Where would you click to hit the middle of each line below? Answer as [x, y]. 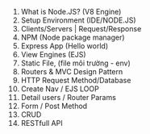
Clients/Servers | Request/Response [81, 29]
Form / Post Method [54, 106]
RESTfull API [42, 123]
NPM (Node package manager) [73, 37]
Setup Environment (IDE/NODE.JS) [78, 20]
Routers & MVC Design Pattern [72, 71]
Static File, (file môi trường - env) [76, 63]
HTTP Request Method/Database [76, 80]
